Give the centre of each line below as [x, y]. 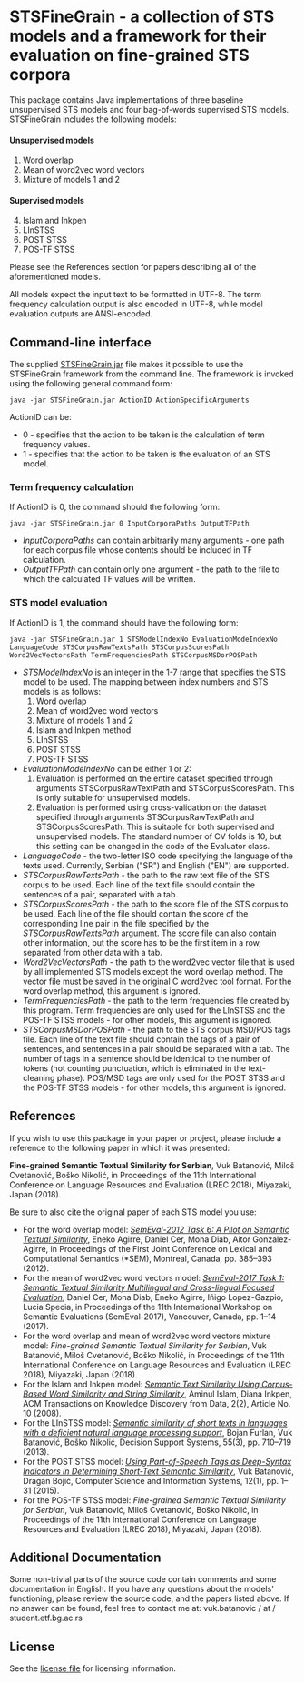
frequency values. [56, 445]
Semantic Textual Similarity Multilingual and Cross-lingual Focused [148, 1287]
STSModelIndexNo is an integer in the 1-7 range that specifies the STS [154, 672]
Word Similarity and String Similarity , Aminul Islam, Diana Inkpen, [171, 1394]
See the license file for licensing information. [93, 1668]
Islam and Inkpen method [83, 730]
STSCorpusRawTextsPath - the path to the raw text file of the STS [146, 875]
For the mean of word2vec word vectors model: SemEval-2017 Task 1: [153, 1277]
